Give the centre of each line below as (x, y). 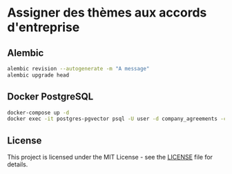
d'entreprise (43, 27)
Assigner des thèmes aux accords (107, 13)
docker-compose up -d (38, 113)
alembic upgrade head (38, 75)
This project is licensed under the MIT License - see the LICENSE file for (110, 157)
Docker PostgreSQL (50, 97)
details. (18, 164)
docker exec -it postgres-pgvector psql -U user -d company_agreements (112, 119)
